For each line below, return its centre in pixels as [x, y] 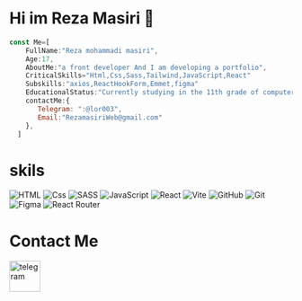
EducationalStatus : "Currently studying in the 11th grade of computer [160, 93]
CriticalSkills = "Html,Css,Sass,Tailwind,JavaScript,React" [138, 75]
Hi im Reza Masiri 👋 [82, 18]
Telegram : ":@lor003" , [80, 109]
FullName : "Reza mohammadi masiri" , [92, 50]
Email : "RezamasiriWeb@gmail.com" [100, 117]
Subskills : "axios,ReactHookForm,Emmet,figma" [112, 84]
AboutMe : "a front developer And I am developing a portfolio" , [147, 67]
